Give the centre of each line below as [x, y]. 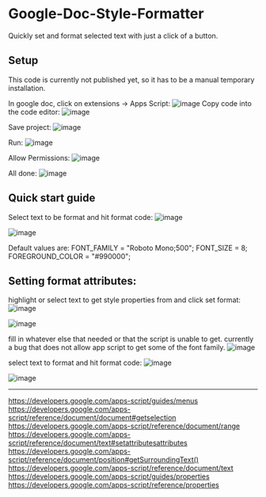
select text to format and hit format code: [75, 363]
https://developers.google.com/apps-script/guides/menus [103, 401]
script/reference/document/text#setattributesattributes [98, 443]
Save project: [30, 127]
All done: [23, 173]
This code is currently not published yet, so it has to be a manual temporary [131, 79]
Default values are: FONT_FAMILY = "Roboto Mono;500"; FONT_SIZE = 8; [128, 248]
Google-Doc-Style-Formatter [106, 14]
